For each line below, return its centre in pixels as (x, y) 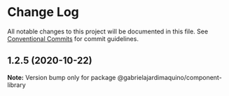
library (16, 85)
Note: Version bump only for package (62, 77)
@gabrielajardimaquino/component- (169, 77)
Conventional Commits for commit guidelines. (73, 38)
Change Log (43, 12)
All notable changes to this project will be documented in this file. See (108, 31)
